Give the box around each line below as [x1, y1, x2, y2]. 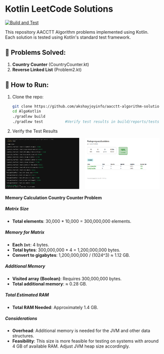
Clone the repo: [12, 94, 44, 100]
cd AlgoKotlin [12, 109, 41, 114]
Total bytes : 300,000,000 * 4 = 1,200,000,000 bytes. [12, 247, 121, 253]
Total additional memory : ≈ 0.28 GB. [12, 281, 87, 287]
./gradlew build [12, 114, 46, 119]
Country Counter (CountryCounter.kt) [12, 61, 90, 67]
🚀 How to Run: [5, 81, 49, 89]
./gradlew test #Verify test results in [12, 119, 116, 124]
